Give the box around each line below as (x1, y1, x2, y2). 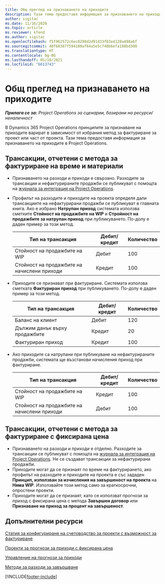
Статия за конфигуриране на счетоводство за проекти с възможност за (5, 530, 157, 536)
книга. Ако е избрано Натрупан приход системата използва (12, 205, 140, 211)
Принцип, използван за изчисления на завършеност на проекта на (12, 477, 157, 483)
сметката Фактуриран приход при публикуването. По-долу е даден (12, 285, 157, 291)
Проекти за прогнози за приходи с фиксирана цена (5, 545, 113, 551)
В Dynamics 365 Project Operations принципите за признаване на (5, 125, 141, 131)
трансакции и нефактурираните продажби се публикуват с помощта (12, 180, 157, 186)
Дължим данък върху (14, 325, 67, 332)
